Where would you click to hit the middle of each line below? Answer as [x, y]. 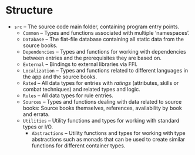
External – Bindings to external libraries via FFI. [80, 64]
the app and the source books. [60, 77]
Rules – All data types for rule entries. [68, 95]
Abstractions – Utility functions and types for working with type [108, 133]
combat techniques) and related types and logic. [81, 89]
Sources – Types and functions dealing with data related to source [102, 101]
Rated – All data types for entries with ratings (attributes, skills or [101, 83]
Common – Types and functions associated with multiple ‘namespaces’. [106, 32]
